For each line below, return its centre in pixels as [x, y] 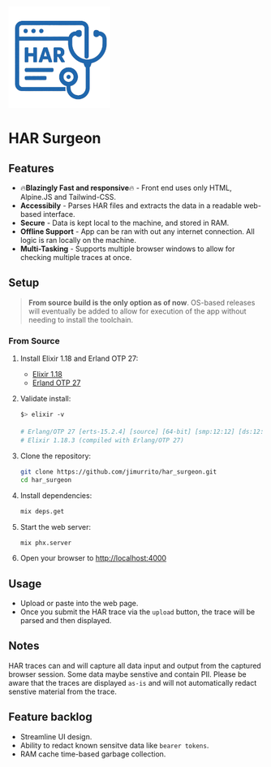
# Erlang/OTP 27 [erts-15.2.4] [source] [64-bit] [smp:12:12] [127, 431]
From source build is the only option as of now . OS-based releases [142, 302]
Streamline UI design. [56, 736]
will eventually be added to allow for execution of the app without [137, 311]
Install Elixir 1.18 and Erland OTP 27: [79, 358]
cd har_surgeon [46, 480]
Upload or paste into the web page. [79, 604]
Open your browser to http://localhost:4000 [93, 558]
